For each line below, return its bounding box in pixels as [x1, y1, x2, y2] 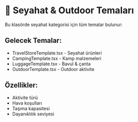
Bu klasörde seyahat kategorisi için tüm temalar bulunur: [5, 21, 123, 28]
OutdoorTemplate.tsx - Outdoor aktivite [12, 66, 95, 72]
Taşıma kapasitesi [12, 105, 50, 111]
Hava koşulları [12, 100, 42, 106]
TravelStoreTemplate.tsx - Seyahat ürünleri [12, 50, 102, 56]
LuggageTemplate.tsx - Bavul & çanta [12, 61, 91, 67]
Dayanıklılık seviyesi [12, 111, 54, 117]
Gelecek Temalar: [5, 36, 62, 45]
